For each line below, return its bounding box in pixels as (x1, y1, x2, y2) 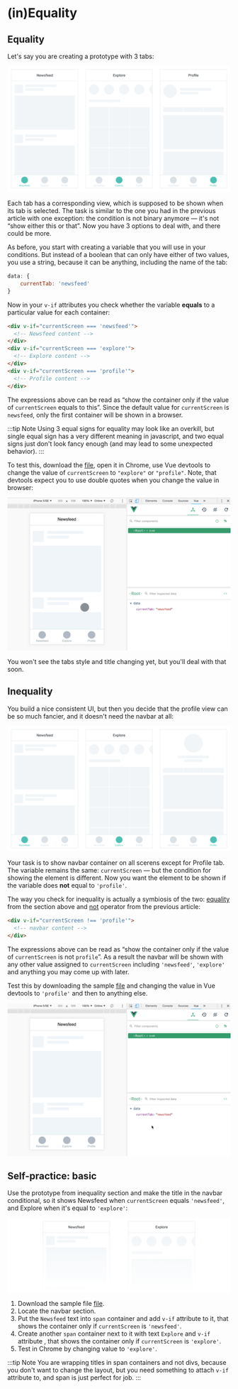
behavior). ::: (7, 447, 45, 455)
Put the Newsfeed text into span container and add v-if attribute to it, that (17, 1314, 229, 1322)
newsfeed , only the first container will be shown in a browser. (7, 410, 183, 419)
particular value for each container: (7, 307, 110, 317)
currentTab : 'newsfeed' (20, 280, 91, 287)
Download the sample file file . (17, 1299, 105, 1307)
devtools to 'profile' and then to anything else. (7, 988, 148, 997)
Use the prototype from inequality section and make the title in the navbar (7, 1189, 223, 1197)
